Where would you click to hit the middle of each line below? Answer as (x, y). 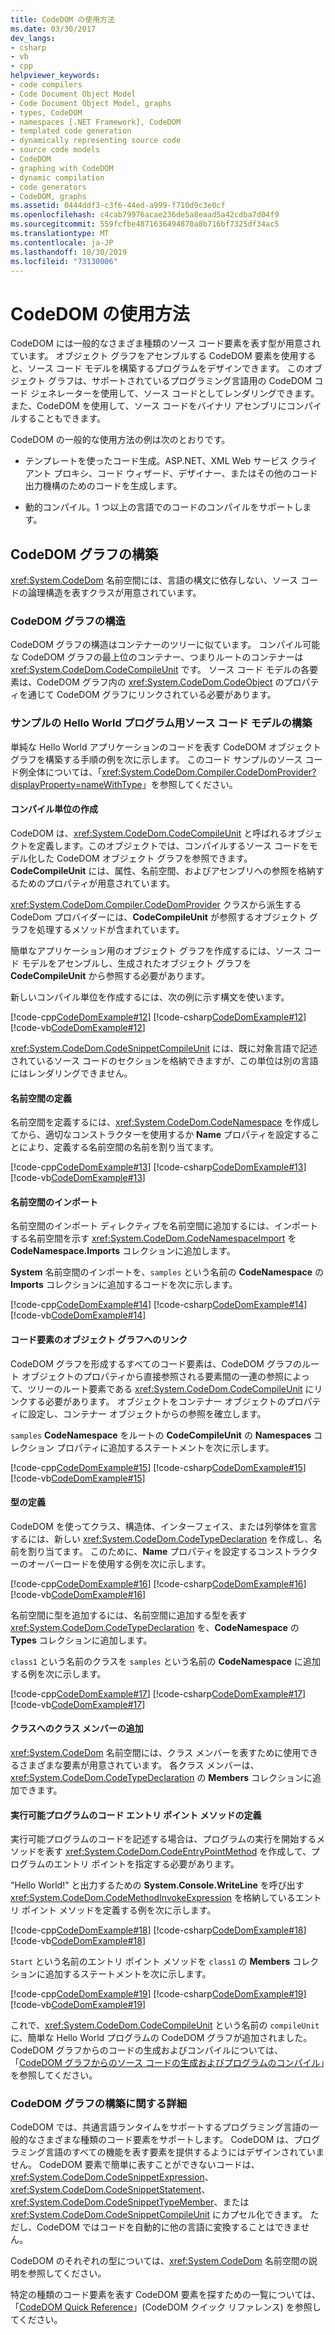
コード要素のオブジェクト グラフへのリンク (99, 1339)
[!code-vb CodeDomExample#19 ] (78, 2005)
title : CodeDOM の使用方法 (62, 19)
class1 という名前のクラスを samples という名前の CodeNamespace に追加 (166, 1661)
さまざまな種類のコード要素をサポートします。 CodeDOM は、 (165, 2140)
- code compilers (46, 85)
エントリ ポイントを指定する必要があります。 (146, 1864)
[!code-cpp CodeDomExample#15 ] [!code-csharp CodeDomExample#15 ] (158, 1467)
